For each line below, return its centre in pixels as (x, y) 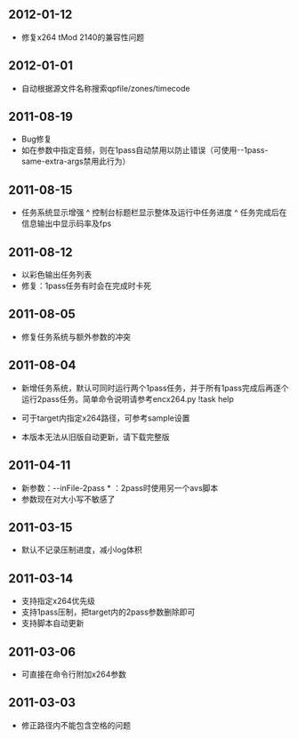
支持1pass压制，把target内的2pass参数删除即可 (108, 612)
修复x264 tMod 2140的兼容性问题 (82, 37)
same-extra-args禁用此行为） (76, 161)
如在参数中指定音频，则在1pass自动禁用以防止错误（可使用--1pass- (145, 150)
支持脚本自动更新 (52, 623)
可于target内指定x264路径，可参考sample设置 (105, 418)
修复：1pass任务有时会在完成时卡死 (86, 286)
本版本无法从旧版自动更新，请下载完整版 (95, 437)
